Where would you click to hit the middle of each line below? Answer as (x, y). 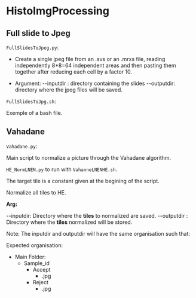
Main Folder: (30, 257)
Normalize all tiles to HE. (36, 192)
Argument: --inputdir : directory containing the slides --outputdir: (95, 83)
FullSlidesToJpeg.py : (33, 47)
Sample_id (36, 263)
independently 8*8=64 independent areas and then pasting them (95, 65)
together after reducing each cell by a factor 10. (73, 72)
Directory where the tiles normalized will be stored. (69, 222)
